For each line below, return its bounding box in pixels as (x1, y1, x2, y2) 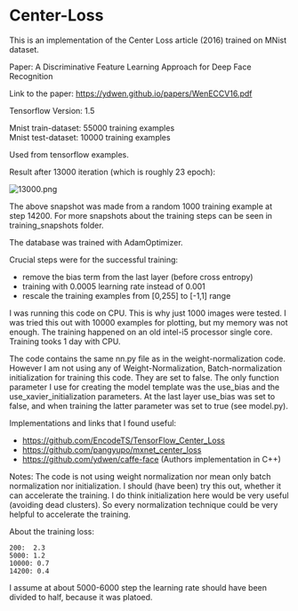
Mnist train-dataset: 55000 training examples (9, 122, 175, 133)
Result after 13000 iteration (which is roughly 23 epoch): (9, 166, 216, 177)
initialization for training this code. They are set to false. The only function (9, 372, 279, 382)
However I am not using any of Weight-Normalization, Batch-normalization (9, 362, 282, 374)
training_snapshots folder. (9, 220, 104, 230)
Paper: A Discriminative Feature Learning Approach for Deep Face (9, 61, 252, 72)
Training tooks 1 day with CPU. (9, 335, 121, 347)
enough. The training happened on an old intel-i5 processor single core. (9, 326, 273, 337)
